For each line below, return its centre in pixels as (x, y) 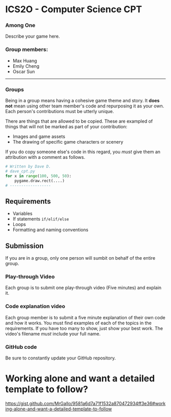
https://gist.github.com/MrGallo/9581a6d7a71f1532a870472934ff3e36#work (85, 403)
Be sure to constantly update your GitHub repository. (61, 358)
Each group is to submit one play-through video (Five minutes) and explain (83, 288)
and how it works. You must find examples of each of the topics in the (78, 323)
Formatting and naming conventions (50, 230)
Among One (20, 25)
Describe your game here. (33, 36)
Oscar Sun (24, 71)
